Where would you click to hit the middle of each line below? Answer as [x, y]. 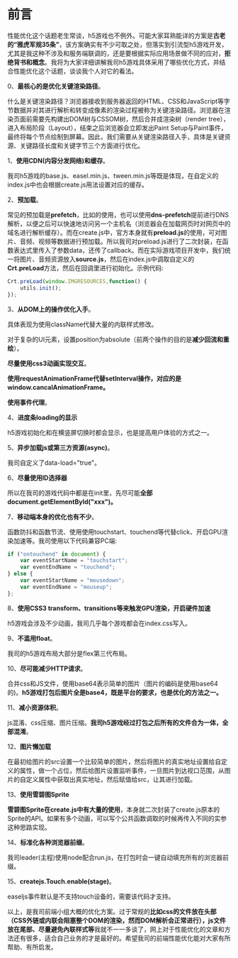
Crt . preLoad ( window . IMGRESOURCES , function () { [77, 281]
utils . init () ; [41, 288]
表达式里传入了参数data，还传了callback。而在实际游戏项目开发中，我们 [119, 250]
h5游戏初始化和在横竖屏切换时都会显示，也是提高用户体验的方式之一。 [110, 432]
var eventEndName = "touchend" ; [68, 567]
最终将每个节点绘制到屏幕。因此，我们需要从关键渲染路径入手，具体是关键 [116, 136]
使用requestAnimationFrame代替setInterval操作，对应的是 [95, 378]
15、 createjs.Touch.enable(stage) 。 [61, 881]
